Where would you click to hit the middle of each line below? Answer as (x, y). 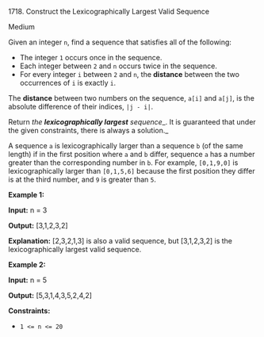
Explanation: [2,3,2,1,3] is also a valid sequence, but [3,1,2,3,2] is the (120, 241)
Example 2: (27, 264)
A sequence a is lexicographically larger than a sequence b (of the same (126, 146)
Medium (22, 27)
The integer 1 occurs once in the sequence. (91, 57)
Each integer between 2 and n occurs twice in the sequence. (119, 66)
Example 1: (27, 195)
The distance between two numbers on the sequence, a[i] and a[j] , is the (132, 98)
